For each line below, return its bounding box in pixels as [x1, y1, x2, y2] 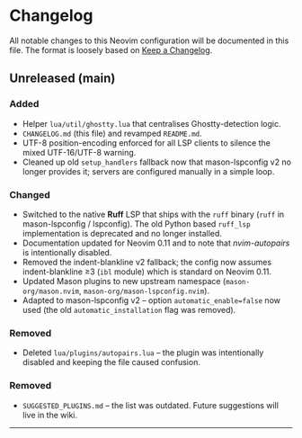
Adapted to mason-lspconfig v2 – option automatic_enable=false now [22, 294, 281, 306]
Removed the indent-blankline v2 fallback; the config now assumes [22, 256, 272, 267]
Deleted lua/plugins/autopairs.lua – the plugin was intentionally [22, 347, 264, 358]
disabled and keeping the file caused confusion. [22, 357, 200, 368]
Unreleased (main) [9, 71, 116, 86]
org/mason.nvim [22, 287, 80, 296]
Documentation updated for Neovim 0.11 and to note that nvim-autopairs [22, 237, 290, 248]
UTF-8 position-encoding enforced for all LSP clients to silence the [22, 137, 271, 148]
